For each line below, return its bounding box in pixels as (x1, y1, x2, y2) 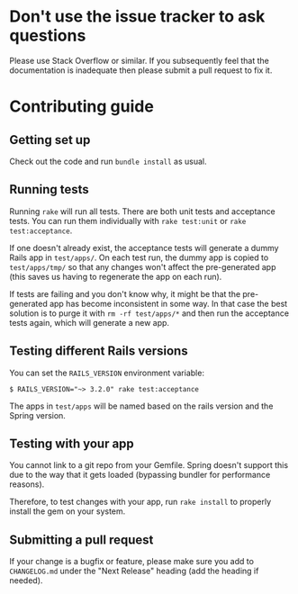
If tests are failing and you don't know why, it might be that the (9, 288, 241, 299)
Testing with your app (9, 436, 135, 451)
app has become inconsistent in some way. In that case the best (49, 298, 288, 309)
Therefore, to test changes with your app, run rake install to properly (9, 497, 272, 508)
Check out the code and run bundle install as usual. (9, 156, 207, 166)
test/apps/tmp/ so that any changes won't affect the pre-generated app (9, 261, 276, 272)
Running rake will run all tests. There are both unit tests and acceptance (9, 205, 276, 217)
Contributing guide (9, 96, 155, 117)
